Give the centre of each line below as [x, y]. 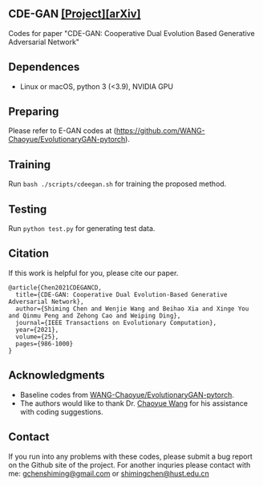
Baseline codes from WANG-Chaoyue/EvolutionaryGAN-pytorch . [127, 395]
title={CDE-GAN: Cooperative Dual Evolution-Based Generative [121, 294]
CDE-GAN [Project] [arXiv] [75, 14]
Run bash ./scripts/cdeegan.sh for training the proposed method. [117, 184]
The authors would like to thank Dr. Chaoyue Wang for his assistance [134, 403]
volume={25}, [37, 337]
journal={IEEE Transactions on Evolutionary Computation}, [116, 322]
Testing [28, 209]
